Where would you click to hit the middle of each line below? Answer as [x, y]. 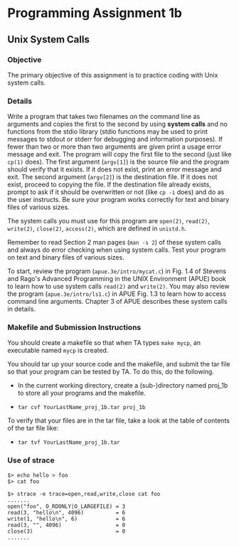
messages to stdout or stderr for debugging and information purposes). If [115, 139]
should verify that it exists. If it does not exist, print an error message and [115, 169]
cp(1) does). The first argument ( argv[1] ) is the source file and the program [118, 162]
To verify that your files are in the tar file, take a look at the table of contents [118, 420]
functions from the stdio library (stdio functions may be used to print [108, 132]
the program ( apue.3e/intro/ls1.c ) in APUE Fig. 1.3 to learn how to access [117, 294]
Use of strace [31, 460]
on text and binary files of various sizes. [66, 257]
